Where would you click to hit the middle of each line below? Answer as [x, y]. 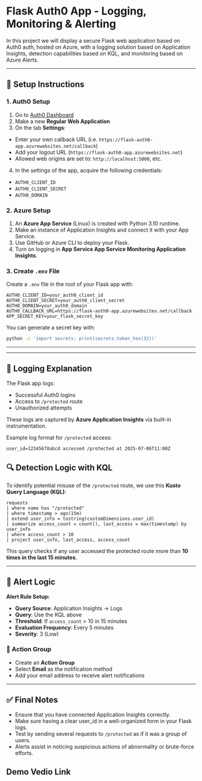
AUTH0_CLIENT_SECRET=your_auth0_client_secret [66, 301]
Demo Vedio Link [38, 772]
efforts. [24, 753]
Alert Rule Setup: [28, 596]
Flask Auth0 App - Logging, [76, 11]
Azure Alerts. [23, 60]
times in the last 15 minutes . [42, 557]
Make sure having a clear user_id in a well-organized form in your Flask [103, 721]
